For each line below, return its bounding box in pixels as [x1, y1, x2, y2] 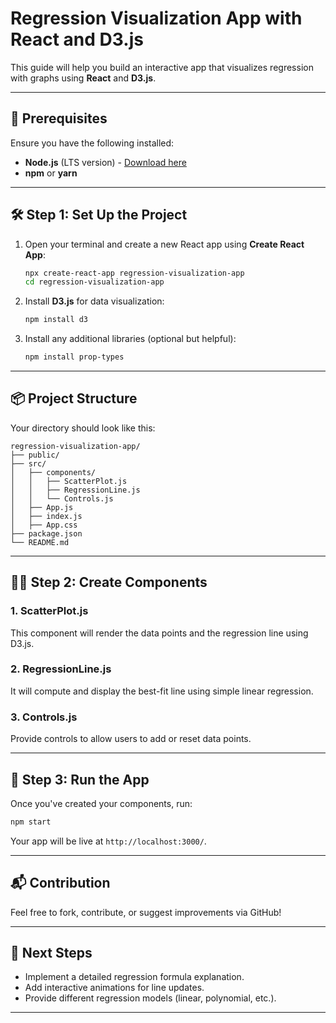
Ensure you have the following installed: [10, 137, 175, 149]
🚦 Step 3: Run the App [10, 771, 150, 788]
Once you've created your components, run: [10, 797, 193, 809]
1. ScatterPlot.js [10, 604, 89, 618]
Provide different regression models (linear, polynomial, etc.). [24, 992, 277, 1004]
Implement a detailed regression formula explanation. [24, 971, 245, 983]
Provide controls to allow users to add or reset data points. [10, 733, 252, 745]
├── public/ [10, 450, 60, 460]
